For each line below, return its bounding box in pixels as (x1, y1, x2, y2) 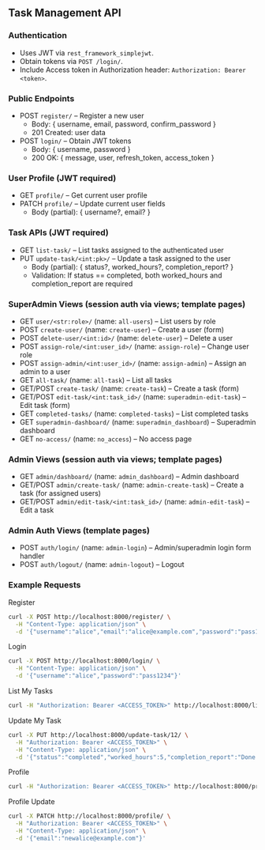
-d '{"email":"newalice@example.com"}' (15, 834, 147, 842)
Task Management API (8, 6, 121, 20)
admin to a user (19, 367, 71, 376)
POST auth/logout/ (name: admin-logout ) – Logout (19, 560, 185, 569)
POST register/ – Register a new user (19, 111, 144, 120)
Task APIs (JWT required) (8, 227, 109, 238)
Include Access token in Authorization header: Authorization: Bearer (19, 65, 246, 74)
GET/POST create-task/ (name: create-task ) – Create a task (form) (19, 383, 240, 393)
